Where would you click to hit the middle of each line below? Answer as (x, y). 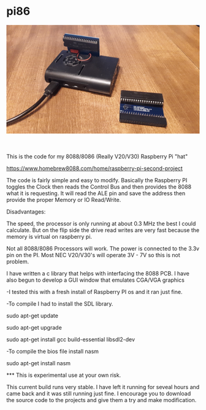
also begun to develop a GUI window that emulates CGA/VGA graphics (96, 280)
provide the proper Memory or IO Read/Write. (64, 200)
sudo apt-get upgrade (34, 328)
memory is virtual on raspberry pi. (49, 237)
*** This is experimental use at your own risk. (64, 375)
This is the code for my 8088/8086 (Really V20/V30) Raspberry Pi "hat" (97, 157)
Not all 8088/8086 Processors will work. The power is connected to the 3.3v (103, 249)
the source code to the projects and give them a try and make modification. (101, 400)
